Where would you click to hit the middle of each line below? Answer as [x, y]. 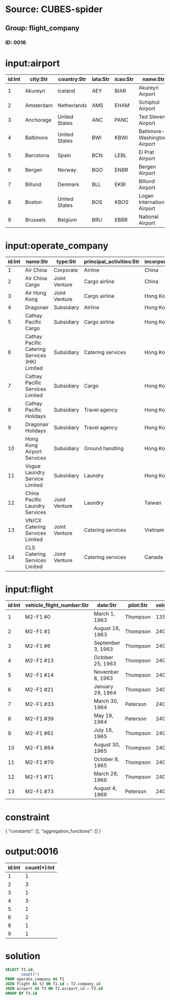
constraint [27, 817]
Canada [154, 557]
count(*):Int [40, 867]
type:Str [67, 262]
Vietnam [154, 530]
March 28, [106, 774]
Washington [153, 138]
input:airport [33, 63]
